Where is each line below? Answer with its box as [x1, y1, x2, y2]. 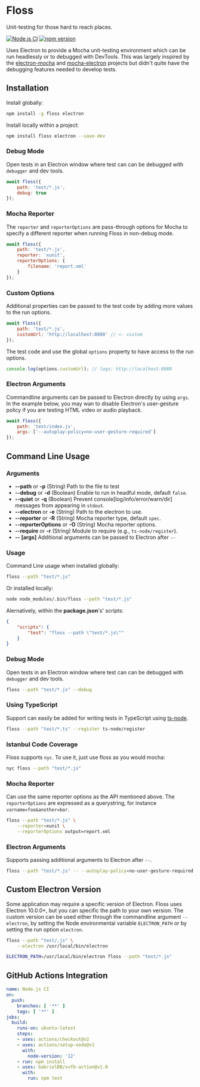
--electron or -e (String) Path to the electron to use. [14, 508, 143, 515]
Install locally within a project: [6, 121, 79, 129]
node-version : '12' [27, 1053, 76, 1059]
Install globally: [6, 99, 44, 106]
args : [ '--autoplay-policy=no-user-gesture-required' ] [17, 429, 156, 435]
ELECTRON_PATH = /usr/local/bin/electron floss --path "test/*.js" [6, 953, 172, 960]
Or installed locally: [6, 585, 54, 592]
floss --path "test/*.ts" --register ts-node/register [6, 726, 146, 732]
